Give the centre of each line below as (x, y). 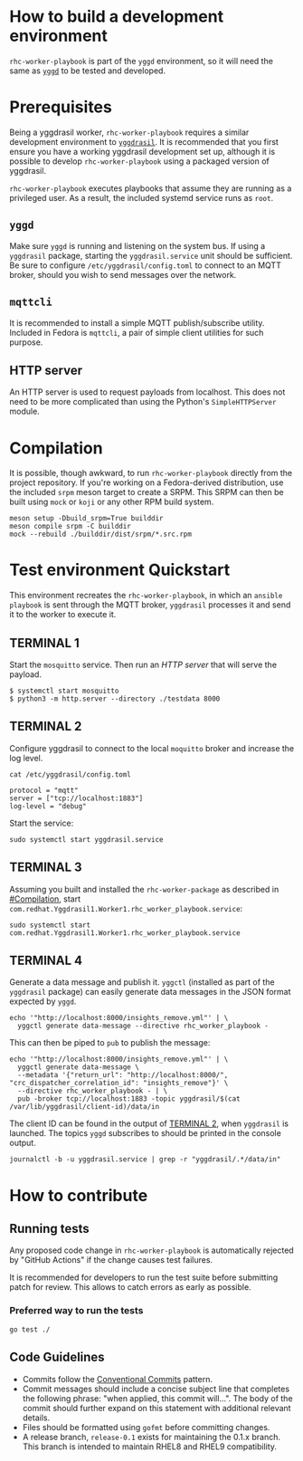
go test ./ (30, 1329)
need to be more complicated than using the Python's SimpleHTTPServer (143, 402)
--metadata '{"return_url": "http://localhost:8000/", (123, 1075)
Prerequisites (61, 107)
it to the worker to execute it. (63, 615)
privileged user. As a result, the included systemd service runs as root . (142, 197)
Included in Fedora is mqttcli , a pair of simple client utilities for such (137, 332)
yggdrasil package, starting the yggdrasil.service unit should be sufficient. (151, 255)
